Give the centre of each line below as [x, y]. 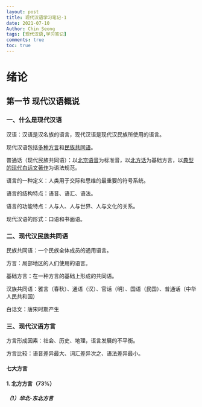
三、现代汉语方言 [31, 326]
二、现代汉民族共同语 [37, 236]
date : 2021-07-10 [28, 23]
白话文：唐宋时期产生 [33, 309]
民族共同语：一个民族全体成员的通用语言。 [59, 251]
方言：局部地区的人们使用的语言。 [49, 263]
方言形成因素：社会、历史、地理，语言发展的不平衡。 [72, 341]
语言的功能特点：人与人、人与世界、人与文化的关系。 [72, 206]
